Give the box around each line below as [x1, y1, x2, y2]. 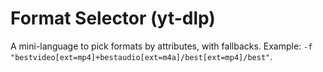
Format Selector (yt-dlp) [10, 7, 216, 30]
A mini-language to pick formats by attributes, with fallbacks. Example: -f [10, 40, 313, 52]
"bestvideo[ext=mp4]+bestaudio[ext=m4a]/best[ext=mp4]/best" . [10, 50, 273, 62]
